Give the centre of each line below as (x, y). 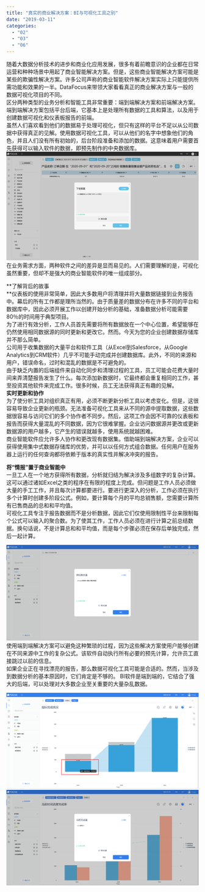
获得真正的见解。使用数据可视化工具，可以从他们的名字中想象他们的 (102, 133)
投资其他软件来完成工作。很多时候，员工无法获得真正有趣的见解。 (94, 385)
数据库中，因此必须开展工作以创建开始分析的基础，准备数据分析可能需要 (97, 309)
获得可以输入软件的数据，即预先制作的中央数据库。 (76, 148)
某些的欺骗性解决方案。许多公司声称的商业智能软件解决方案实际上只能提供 (100, 79)
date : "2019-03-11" (31, 19)
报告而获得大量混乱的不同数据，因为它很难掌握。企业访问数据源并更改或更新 (103, 423)
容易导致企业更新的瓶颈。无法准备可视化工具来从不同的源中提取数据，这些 (100, 408)
